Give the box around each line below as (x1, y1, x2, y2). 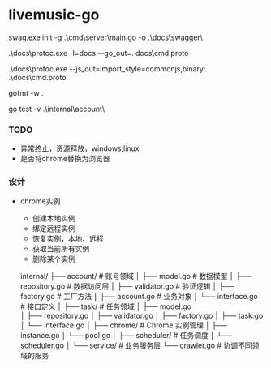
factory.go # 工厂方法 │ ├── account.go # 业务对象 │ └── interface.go (19, 291, 258, 301)
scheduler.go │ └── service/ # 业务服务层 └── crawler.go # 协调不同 (19, 340, 252, 350)
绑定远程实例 (32, 223, 75, 233)
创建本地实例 (32, 213, 75, 223)
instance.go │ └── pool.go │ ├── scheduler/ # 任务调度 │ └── (19, 330, 233, 340)
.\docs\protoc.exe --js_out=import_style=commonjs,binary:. (8, 63, 209, 74)
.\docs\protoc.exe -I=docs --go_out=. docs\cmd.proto (8, 48, 189, 58)
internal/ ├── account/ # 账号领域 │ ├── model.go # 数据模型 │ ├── (19, 271, 252, 280)
